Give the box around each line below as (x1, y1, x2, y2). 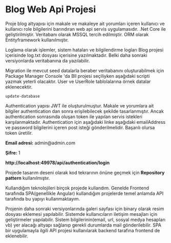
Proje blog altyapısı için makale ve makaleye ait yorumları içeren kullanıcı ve (5, 20, 165, 27)
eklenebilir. (5, 233, 29, 239)
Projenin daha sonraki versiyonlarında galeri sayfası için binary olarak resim (5, 206, 164, 212)
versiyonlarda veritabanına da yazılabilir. (5, 57, 90, 63)
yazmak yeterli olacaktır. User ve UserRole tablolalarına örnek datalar (5, 78, 151, 84)
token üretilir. (5, 129, 33, 136)
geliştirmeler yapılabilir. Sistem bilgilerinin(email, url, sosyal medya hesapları (5, 216, 165, 223)
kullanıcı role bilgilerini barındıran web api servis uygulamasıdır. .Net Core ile (5, 26, 166, 32)
